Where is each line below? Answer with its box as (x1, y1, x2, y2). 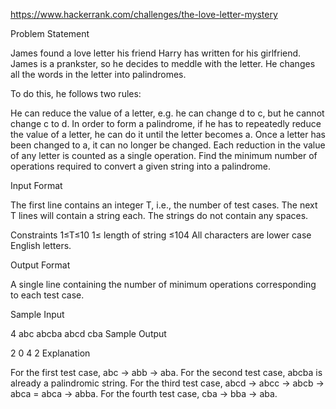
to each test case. (10, 289, 85, 301)
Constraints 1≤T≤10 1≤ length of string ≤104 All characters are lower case (10, 229, 312, 241)
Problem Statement (10, 28, 90, 39)
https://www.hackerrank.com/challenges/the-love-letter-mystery (10, 9, 278, 20)
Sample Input (10, 309, 65, 320)
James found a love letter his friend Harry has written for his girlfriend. (10, 47, 302, 59)
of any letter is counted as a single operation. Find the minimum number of (10, 150, 318, 161)
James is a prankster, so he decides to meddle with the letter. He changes (10, 58, 316, 69)
